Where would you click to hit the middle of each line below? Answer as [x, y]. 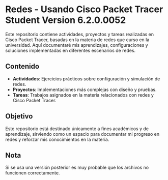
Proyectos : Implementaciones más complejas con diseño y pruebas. [85, 89]
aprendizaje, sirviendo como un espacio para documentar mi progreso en [82, 134]
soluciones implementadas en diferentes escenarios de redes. [71, 50]
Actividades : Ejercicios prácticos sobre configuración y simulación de [86, 79]
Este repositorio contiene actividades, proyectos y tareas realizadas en [80, 34]
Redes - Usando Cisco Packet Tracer [84, 9]
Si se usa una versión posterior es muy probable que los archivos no [77, 168]
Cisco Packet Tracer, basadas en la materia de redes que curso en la [77, 40]
